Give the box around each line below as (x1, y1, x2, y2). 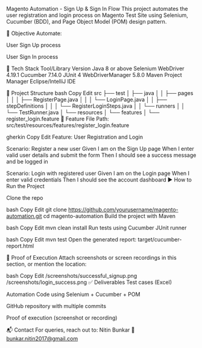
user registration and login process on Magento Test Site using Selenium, (6, 11, 189, 19)
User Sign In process (6, 53, 58, 60)
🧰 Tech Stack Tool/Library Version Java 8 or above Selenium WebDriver (6, 65, 185, 72)
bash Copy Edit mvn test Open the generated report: (6, 236, 137, 243)
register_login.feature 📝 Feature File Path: (6, 115, 110, 122)
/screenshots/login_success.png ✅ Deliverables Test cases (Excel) (6, 278, 172, 286)
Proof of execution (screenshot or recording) (6, 314, 118, 321)
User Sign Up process (6, 42, 62, 48)
